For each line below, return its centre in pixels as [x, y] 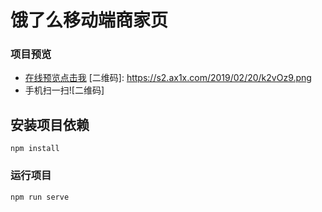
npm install [35, 149]
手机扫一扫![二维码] [64, 90]
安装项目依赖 [50, 124]
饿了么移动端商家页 [89, 20]
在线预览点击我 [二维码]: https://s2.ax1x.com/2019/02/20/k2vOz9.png [168, 78]
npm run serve [40, 197]
